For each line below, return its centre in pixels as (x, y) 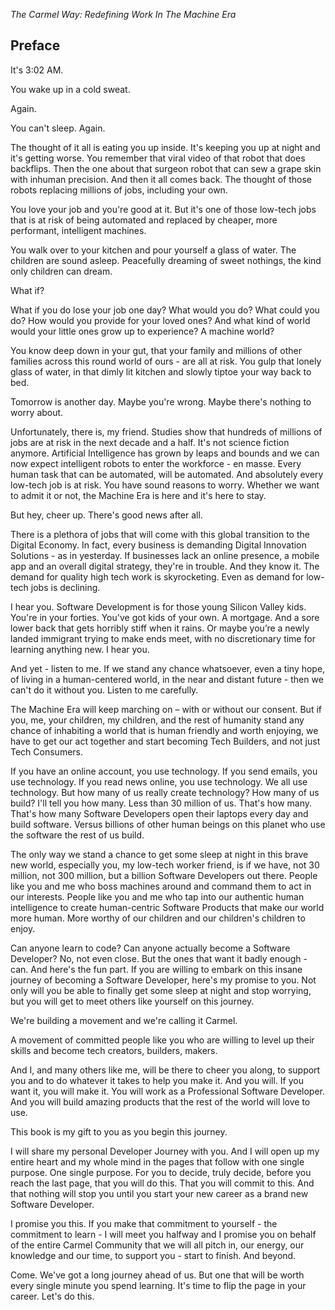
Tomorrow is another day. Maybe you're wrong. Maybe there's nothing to (161, 401)
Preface (35, 45)
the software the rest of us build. (77, 835)
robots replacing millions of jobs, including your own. (119, 190)
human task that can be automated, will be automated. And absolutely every (167, 474)
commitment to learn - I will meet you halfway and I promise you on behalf (163, 1234)
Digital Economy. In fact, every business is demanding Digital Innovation (158, 545)
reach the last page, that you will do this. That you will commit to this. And (162, 1183)
